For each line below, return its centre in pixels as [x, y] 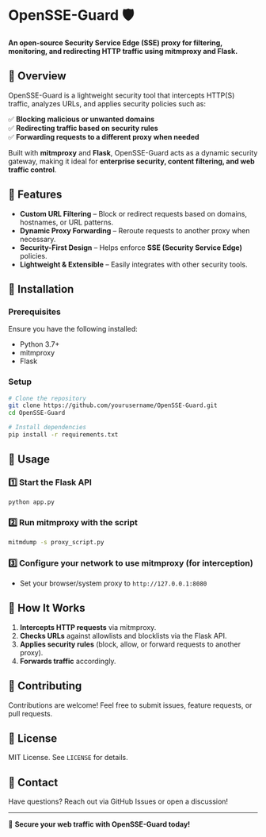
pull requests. [30, 713]
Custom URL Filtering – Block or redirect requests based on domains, [133, 213]
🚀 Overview [37, 76]
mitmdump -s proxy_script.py [56, 542]
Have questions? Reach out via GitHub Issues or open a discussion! [118, 801]
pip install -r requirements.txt [63, 435]
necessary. [38, 239]
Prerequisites [34, 312]
